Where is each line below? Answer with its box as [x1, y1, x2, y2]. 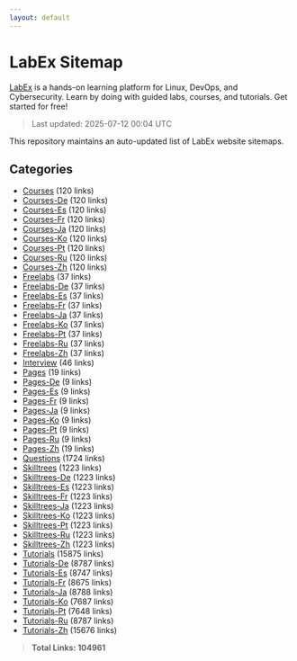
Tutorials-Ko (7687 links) [22, 596, 114, 607]
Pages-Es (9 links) [22, 386, 91, 397]
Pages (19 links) [22, 367, 82, 378]
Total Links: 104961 [31, 642, 106, 653]
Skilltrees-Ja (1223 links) [22, 501, 114, 512]
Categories [9, 161, 74, 176]
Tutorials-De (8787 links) [22, 558, 115, 569]
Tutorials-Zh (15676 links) [22, 625, 118, 636]
